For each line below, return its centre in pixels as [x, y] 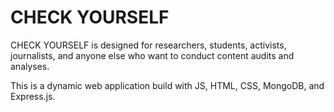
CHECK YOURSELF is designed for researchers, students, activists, [148, 45]
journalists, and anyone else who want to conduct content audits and [152, 55]
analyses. [30, 66]
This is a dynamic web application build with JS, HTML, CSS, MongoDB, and [167, 85]
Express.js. [33, 96]
